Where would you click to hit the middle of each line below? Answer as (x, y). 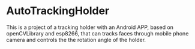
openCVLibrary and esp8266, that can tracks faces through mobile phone (97, 33)
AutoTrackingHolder (58, 11)
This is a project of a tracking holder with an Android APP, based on (90, 27)
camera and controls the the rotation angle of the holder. (76, 40)
